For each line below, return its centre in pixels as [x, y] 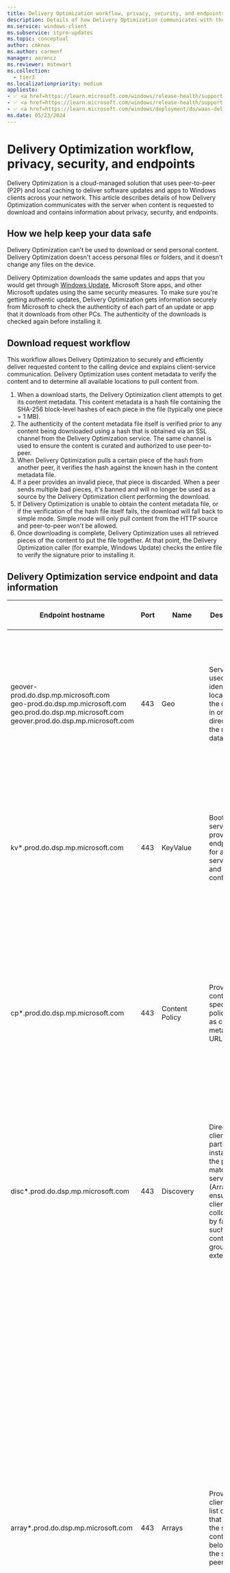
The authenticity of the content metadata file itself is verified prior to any [119, 424]
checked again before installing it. [55, 321]
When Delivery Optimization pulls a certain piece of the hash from [110, 461]
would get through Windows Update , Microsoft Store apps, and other [104, 285]
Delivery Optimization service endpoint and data [113, 576]
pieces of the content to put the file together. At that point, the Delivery [117, 540]
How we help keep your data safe [79, 233]
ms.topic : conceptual [38, 39]
